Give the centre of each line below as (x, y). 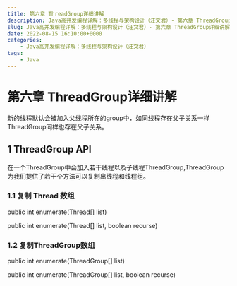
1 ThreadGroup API (49, 149)
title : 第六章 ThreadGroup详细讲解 (56, 14)
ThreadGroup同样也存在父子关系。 (57, 126)
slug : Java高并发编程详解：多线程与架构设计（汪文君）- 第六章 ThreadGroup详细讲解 (119, 27)
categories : (25, 40)
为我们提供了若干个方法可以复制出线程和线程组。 (78, 176)
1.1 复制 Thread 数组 (41, 196)
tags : (15, 54)
